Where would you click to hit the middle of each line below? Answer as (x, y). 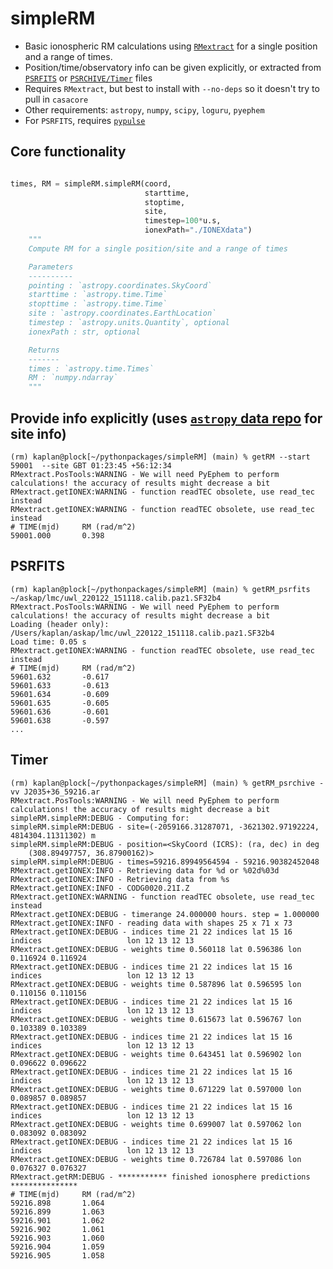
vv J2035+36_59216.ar (55, 792)
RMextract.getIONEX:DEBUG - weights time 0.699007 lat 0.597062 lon (156, 1124)
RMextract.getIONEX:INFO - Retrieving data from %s (120, 879)
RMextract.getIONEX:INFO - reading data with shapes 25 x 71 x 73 (151, 923)
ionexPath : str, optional (84, 332)
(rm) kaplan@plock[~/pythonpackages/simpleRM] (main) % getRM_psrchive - (167, 783)
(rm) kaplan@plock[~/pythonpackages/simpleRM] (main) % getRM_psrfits (160, 589)
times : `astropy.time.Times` (91, 368)
